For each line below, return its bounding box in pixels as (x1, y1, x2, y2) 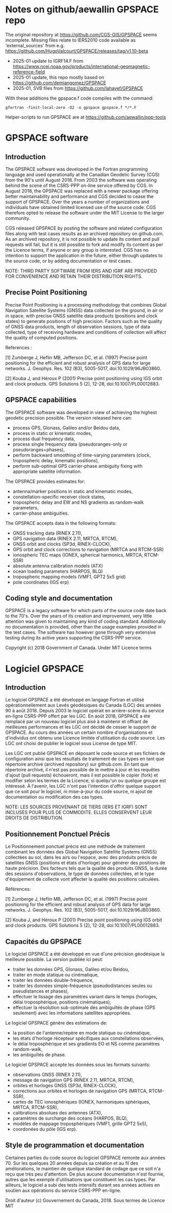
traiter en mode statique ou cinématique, (12, 972, 99, 978)
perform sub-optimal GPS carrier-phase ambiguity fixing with (12, 463, 143, 469)
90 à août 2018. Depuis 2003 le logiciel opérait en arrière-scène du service (5, 708, 164, 714)
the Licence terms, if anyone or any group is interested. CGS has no (5, 247, 149, 253)
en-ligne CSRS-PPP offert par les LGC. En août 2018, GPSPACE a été (5, 713, 150, 719)
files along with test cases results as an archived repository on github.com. (5, 230, 164, 237)
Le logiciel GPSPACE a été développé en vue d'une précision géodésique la (5, 951, 165, 957)
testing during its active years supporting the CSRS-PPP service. (5, 635, 142, 641)
